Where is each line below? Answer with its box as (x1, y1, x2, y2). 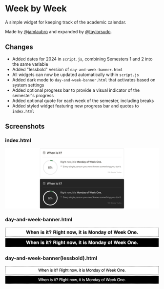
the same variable (12, 61, 48, 67)
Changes (5, 43, 33, 52)
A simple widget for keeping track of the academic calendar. (5, 19, 126, 25)
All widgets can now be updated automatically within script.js (12, 72, 139, 78)
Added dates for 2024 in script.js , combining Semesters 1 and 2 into (12, 56, 153, 62)
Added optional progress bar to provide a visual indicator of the (12, 87, 140, 93)
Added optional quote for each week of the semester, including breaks (12, 98, 154, 104)
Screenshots (5, 122, 45, 131)
